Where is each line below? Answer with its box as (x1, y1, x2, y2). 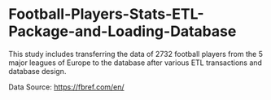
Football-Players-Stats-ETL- (8, 5, 205, 24)
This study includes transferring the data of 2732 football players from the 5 (8, 49, 263, 59)
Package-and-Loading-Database (8, 22, 237, 41)
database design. (8, 66, 67, 76)
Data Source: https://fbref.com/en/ (8, 82, 125, 92)
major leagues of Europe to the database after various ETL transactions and (8, 58, 263, 67)
